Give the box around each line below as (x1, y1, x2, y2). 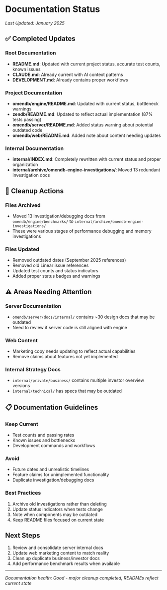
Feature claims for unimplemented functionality (12, 472, 109, 478)
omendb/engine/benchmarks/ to (12, 218, 74, 224)
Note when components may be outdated (12, 511, 98, 518)
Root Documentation (5, 49, 56, 56)
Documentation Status (5, 3, 100, 15)
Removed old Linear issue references (12, 262, 89, 268)
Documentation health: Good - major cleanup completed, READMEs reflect (5, 575, 159, 581)
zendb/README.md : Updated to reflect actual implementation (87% (12, 111, 153, 117)
